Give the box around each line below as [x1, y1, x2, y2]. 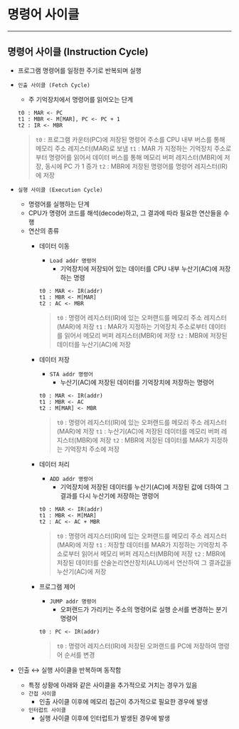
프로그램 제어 [38, 582, 76, 591]
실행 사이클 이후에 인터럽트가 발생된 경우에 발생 [38, 713, 171, 722]
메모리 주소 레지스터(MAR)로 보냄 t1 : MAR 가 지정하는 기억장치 [35, 144, 213, 152]
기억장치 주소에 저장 [64, 445, 119, 453]
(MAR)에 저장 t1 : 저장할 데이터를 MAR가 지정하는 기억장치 [56, 540, 221, 549]
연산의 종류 [28, 226, 59, 235]
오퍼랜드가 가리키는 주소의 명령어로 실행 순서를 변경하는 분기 [60, 605, 228, 614]
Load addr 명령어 [49, 257, 97, 264]
